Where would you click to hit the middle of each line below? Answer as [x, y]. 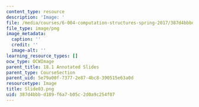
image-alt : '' [29, 51]
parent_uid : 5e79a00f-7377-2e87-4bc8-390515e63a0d [70, 78]
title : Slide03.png [30, 89]
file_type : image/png [33, 28]
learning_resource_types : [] [42, 56]
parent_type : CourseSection [41, 73]
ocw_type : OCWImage [30, 61]
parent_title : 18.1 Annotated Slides [53, 67]
